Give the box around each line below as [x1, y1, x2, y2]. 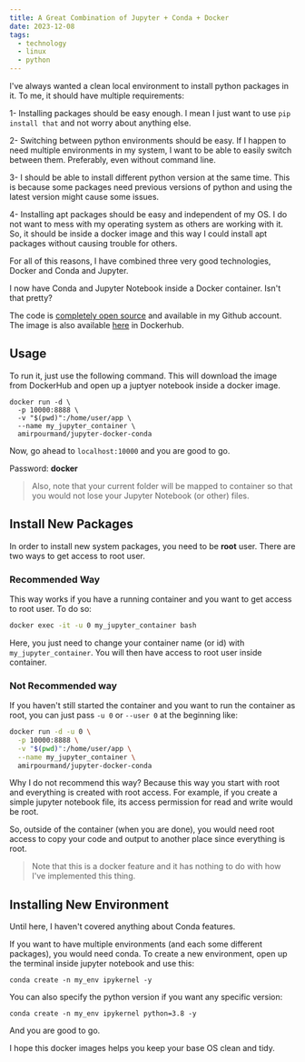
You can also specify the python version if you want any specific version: [9, 992, 283, 1003]
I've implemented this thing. [31, 870, 136, 882]
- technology [17, 38, 67, 48]
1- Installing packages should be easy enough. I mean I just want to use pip [9, 108, 291, 118]
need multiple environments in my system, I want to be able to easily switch [9, 145, 292, 155]
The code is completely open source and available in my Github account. [9, 310, 282, 321]
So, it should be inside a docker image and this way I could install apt [9, 228, 268, 239]
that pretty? [9, 293, 53, 303]
